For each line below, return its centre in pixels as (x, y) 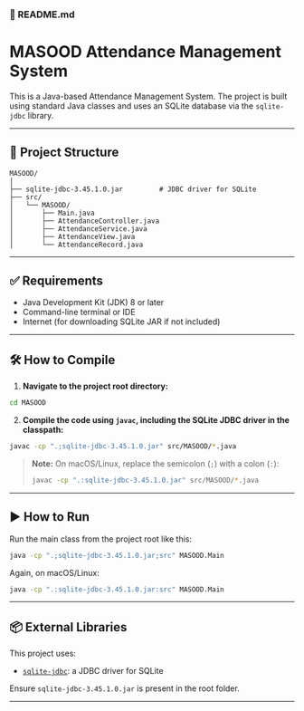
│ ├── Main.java (52, 213)
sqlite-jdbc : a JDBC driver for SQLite (93, 671)
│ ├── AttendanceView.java (72, 236)
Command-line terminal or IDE (79, 312)
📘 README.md (42, 14)
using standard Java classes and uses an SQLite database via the (132, 106)
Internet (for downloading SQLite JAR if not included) (121, 322)
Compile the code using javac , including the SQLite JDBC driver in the (156, 420)
